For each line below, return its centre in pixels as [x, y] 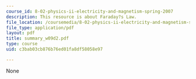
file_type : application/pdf [40, 28]
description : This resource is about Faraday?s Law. [71, 17]
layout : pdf [20, 33]
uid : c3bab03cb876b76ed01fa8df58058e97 [55, 49]
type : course [22, 44]
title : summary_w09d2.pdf [37, 38]
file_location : [24, 22]
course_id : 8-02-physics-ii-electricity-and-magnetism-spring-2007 [90, 11]
